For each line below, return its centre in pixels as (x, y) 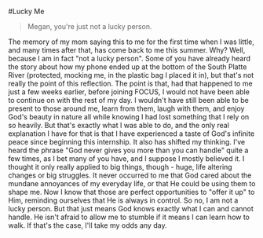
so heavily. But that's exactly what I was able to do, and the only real (119, 125)
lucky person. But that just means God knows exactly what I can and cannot (131, 209)
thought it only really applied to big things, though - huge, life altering (121, 167)
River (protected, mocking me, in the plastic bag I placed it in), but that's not (131, 75)
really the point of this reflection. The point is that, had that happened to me (130, 83)
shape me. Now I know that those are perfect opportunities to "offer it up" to (131, 192)
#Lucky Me (26, 11)
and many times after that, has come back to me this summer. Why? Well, (127, 50)
